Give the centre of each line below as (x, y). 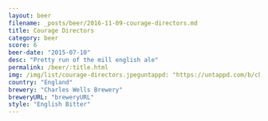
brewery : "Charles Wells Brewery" (66, 90)
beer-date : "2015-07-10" (49, 53)
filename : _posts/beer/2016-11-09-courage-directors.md (103, 23)
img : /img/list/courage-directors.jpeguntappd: (89, 75)
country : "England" (41, 82)
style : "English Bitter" (49, 104)
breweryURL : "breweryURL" (51, 97)
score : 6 (23, 45)
